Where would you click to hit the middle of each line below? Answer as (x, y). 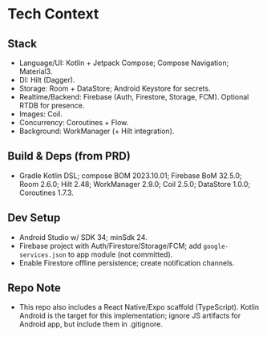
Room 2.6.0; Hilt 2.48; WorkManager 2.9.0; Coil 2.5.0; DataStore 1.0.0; (135, 184)
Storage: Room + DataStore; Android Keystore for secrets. (115, 88)
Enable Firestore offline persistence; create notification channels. (127, 262)
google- (216, 246)
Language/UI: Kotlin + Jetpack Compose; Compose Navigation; (124, 63)
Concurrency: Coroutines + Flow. (74, 122)
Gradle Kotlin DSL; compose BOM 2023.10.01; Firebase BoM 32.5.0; (130, 175)
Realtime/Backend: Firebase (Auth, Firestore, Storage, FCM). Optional (134, 97)
